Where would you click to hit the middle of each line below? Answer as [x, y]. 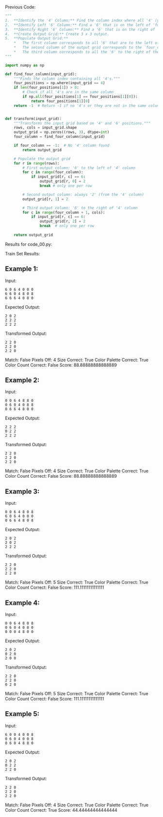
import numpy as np [25, 65]
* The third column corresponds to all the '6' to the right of [82, 52]
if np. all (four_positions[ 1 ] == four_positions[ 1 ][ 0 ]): [80, 97]
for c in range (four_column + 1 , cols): [64, 212]
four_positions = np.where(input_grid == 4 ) [59, 83]
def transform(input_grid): [33, 118]
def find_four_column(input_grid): [41, 74]
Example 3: [22, 492]
